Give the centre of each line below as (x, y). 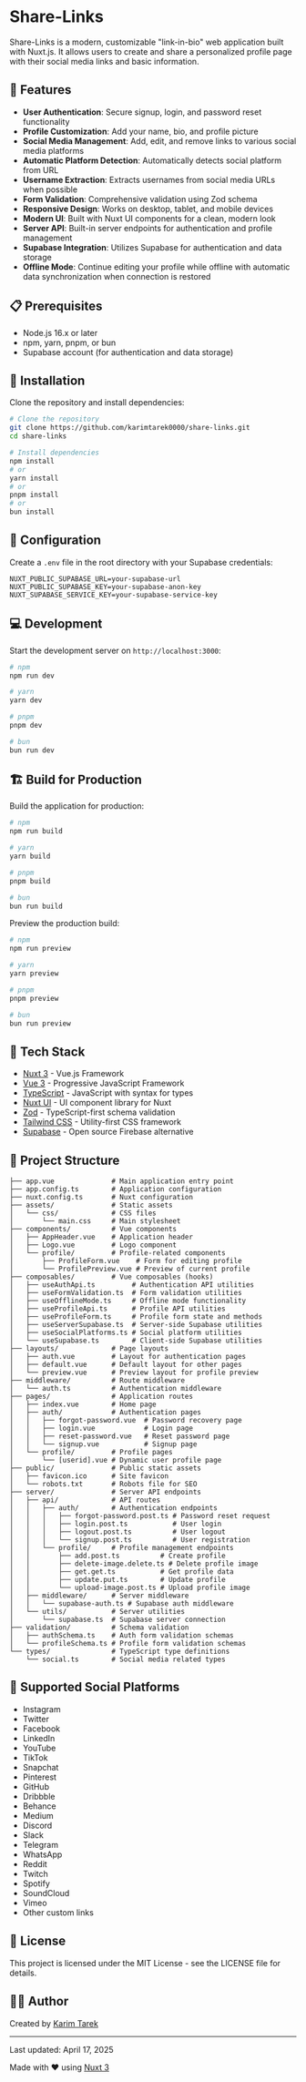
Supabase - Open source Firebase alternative (108, 1132)
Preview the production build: (65, 924)
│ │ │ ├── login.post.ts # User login (116, 1524)
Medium (38, 1815)
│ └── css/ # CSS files (83, 1213)
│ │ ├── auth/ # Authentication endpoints (114, 1508)
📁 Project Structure (65, 1160)
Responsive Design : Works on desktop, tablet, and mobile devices (148, 209)
